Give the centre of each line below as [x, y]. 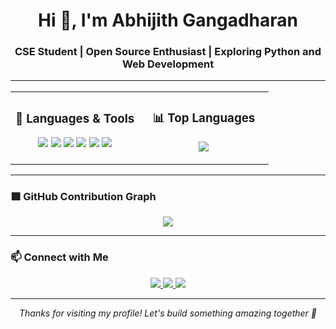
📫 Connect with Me [59, 257]
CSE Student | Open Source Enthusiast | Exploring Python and [168, 52]
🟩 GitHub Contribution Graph [83, 197]
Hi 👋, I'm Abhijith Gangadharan [168, 20]
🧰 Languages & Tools [75, 118]
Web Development [168, 64]
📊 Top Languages [204, 118]
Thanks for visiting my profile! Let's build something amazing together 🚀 [168, 313]
